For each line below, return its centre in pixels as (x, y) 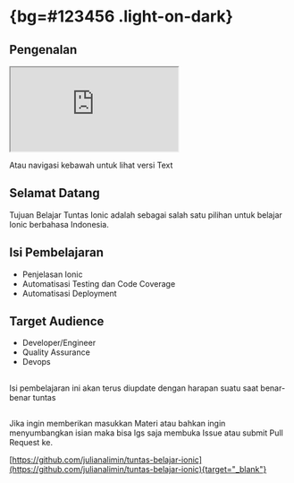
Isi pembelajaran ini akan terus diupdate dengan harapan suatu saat (134, 388)
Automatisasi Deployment (70, 293)
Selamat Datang (55, 193)
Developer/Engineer (59, 343)
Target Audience (57, 321)
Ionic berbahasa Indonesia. (59, 224)
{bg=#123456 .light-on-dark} (122, 17)
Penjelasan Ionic (52, 274)
